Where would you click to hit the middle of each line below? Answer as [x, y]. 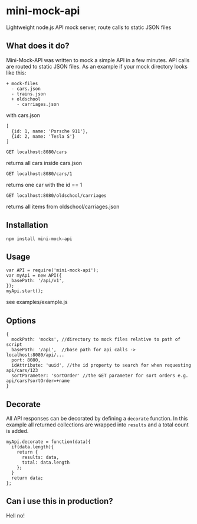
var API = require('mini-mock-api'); [52, 270]
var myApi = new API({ [34, 276]
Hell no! [15, 515]
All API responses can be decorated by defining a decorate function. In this [97, 418]
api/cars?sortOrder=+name [38, 381]
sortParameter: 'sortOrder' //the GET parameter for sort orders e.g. [100, 376]
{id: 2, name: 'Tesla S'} [43, 136]
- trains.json [29, 94]
